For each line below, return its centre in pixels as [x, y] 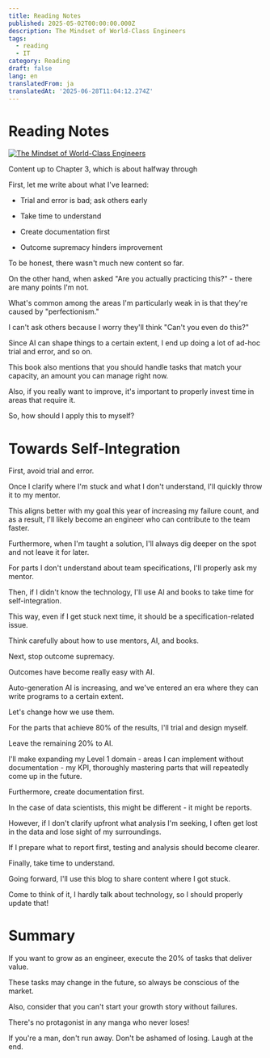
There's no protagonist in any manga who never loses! [99, 1022]
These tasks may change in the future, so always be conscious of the [124, 983]
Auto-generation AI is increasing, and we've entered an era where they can [133, 688]
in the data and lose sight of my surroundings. [85, 832]
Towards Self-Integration [94, 449]
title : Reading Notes [45, 16]
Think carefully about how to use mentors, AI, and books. [104, 641]
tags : [17, 38]
